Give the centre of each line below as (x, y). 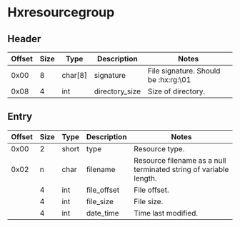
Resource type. (159, 148)
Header (24, 39)
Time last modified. (166, 213)
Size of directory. (176, 91)
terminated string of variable (181, 169)
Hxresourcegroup (61, 12)
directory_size (117, 91)
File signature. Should (184, 71)
